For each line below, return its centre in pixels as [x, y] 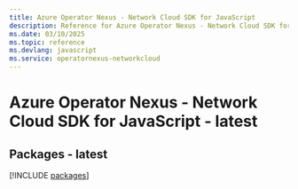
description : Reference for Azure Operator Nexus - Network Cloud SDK [142, 26]
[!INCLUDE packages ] [49, 175]
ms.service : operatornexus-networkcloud [85, 59]
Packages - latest [59, 154]
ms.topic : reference [47, 42]
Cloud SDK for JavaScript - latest [133, 122]
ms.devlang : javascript [53, 51]
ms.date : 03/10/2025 [47, 34]
